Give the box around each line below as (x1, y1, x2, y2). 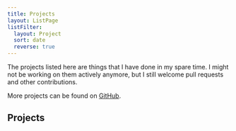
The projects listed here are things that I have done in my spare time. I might (7, 63, 229, 71)
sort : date (13, 37, 46, 44)
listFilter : (7, 23, 42, 30)
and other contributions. (7, 78, 78, 86)
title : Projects (7, 10, 55, 18)
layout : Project (13, 30, 61, 38)
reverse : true (13, 43, 55, 50)
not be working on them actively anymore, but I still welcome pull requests (7, 70, 224, 79)
